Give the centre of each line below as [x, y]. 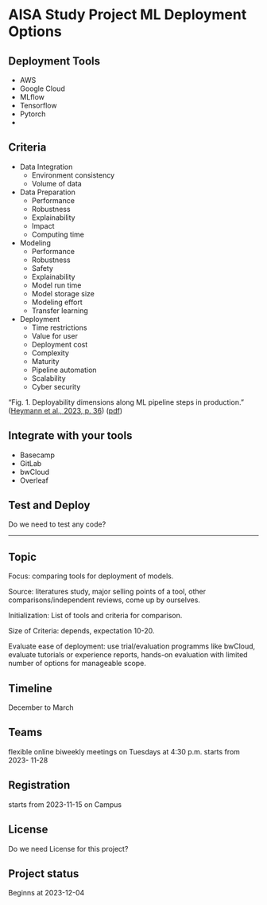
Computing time [58, 234]
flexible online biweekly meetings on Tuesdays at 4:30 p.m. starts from [124, 751]
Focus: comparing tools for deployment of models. [91, 576]
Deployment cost [60, 344]
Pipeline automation [64, 370]
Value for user [54, 335]
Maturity [45, 361]
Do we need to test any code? [57, 524]
